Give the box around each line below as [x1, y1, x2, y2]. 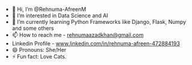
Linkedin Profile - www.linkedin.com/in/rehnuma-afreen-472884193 [11, 40, 180, 47]
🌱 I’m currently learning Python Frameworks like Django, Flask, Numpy [11, 18, 187, 25]
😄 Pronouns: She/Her [11, 47, 67, 53]
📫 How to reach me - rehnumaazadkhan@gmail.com [11, 32, 144, 38]
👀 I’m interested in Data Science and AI [11, 12, 109, 19]
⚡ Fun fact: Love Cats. [11, 53, 67, 60]
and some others [11, 24, 54, 32]
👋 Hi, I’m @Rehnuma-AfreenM [11, 6, 86, 13]
